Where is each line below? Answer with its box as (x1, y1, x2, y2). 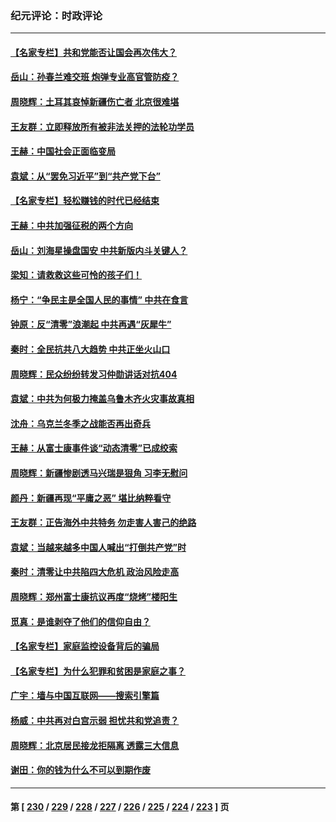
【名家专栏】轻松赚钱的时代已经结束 (10, 195, 160, 207)
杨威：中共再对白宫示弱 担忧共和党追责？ (10, 714, 180, 726)
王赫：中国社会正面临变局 (10, 145, 116, 157)
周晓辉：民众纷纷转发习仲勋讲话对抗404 (10, 368, 178, 380)
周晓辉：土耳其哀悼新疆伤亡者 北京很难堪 (10, 96, 180, 108)
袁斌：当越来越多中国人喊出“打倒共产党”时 (10, 541, 187, 553)
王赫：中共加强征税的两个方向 (10, 220, 133, 232)
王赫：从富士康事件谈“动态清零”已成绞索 (10, 442, 178, 454)
